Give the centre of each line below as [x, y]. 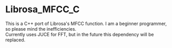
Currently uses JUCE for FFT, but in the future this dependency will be [80, 34]
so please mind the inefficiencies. [41, 29]
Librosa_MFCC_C [42, 9]
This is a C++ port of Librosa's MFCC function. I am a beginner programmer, [86, 23]
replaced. [15, 40]
